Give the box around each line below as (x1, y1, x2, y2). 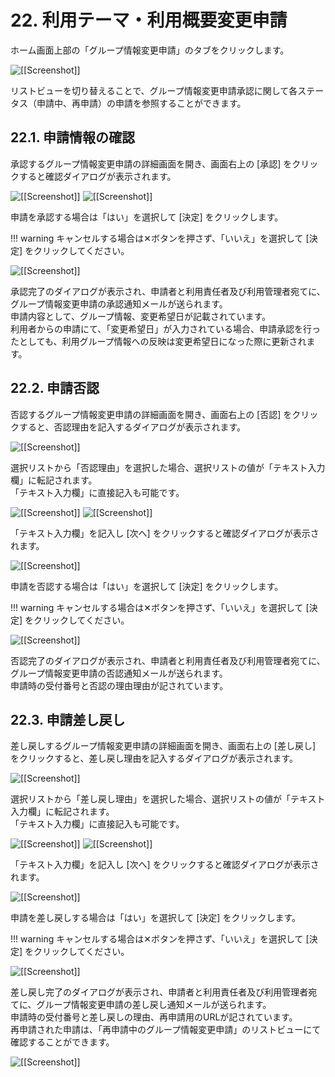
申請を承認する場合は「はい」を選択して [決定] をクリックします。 (10, 211, 284, 223)
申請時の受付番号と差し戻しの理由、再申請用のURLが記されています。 (10, 1011, 298, 1023)
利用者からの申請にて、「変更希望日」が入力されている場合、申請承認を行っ (10, 322, 321, 335)
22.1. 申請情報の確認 (10, 129, 135, 146)
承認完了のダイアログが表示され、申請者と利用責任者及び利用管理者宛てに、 (10, 285, 326, 297)
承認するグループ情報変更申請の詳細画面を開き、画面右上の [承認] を (10, 157, 293, 170)
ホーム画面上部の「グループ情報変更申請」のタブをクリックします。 (10, 44, 290, 56)
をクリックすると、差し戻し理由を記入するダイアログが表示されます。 (10, 752, 299, 765)
